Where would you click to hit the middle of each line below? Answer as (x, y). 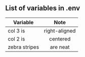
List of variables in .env (43, 8)
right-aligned (60, 30)
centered (60, 38)
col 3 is (16, 30)
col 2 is (16, 38)
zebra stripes (24, 47)
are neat (60, 47)
